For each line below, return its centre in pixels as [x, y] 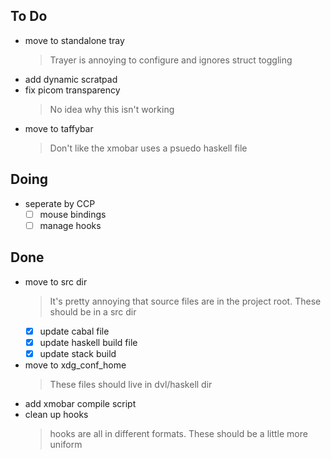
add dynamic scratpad [71, 79]
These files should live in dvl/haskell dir [131, 384]
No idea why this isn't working [112, 109]
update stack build [78, 353]
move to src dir [56, 281]
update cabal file [74, 331]
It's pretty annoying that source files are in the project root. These [185, 301]
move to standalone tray [74, 40]
